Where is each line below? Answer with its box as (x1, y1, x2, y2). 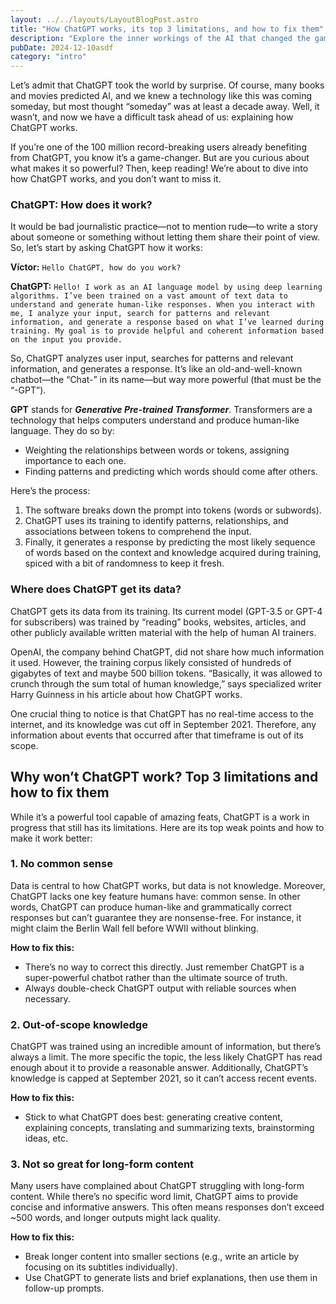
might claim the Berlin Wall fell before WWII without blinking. (10, 922, 259, 934)
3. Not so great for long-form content (10, 1157, 195, 1171)
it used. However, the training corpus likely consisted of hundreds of (10, 656, 292, 668)
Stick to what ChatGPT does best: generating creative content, (24, 1111, 283, 1123)
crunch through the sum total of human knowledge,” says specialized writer (10, 677, 322, 690)
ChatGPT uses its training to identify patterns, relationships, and (24, 515, 289, 527)
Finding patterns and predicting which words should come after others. (24, 466, 318, 478)
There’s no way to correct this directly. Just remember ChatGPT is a (24, 961, 305, 973)
